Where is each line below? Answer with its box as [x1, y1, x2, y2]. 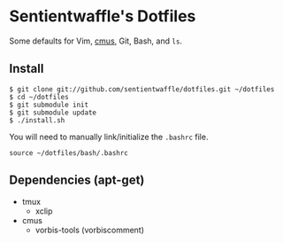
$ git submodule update [9, 108, 97, 117]
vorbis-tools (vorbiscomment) [34, 224, 144, 235]
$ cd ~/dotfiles [9, 92, 69, 101]
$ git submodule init [9, 100, 89, 109]
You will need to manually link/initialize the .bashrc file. [9, 131, 209, 142]
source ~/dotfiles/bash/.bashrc [9, 148, 128, 157]
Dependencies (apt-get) [9, 173, 145, 188]
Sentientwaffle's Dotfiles [9, 6, 196, 27]
